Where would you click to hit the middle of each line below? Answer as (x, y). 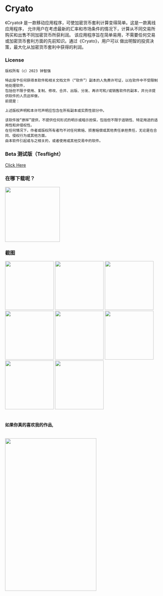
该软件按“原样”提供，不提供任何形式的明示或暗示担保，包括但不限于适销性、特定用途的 (80, 120)
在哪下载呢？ (20, 179)
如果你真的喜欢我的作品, (29, 425)
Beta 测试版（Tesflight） (35, 154)
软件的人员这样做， (25, 96)
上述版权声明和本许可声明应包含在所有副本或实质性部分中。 (56, 111)
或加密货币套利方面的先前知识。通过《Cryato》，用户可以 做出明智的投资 (77, 41)
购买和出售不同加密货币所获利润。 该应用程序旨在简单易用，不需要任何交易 (80, 35)
